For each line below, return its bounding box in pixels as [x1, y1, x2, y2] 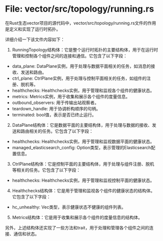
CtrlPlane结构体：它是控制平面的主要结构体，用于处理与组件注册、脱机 [12, 161, 155, 167]
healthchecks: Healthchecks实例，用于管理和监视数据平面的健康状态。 [12, 138, 155, 144]
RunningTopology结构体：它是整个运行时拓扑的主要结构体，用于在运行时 [12, 47, 158, 52]
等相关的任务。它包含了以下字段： [12, 167, 81, 173]
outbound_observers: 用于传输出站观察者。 [12, 100, 99, 105]
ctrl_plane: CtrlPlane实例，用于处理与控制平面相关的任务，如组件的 [12, 75, 147, 81]
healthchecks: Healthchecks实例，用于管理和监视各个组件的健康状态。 [12, 87, 155, 93]
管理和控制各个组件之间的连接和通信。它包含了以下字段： [12, 52, 127, 59]
